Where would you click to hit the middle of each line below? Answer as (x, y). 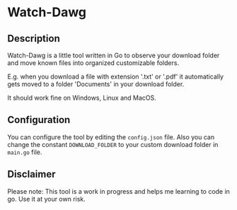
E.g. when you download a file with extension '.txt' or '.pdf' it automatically (116, 76)
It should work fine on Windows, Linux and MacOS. (82, 98)
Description (34, 39)
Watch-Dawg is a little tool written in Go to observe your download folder (114, 55)
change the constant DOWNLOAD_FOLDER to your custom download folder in (113, 144)
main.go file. (25, 152)
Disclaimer (31, 174)
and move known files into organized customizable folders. (93, 63)
